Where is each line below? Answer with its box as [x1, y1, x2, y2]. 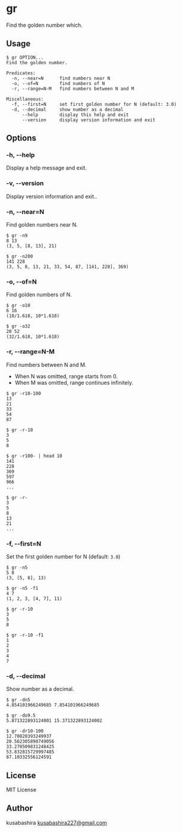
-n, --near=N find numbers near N [11, 75, 111, 81]
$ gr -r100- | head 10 [6, 453, 62, 459]
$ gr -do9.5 [6, 712, 36, 718]
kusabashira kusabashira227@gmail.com [6, 819, 107, 826]
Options [6, 133, 37, 143]
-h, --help [6, 151, 35, 159]
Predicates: [6, 70, 36, 76]
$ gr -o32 [6, 324, 31, 329]
